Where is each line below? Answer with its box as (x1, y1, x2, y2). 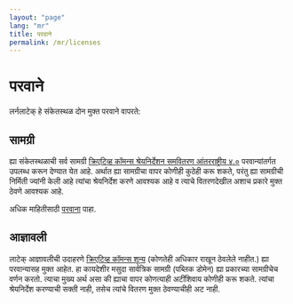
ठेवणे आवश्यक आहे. (9, 186, 65, 196)
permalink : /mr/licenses (9, 37, 101, 47)
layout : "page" (9, 12, 66, 22)
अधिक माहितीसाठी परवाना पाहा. (9, 204, 97, 214)
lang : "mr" (9, 21, 50, 30)
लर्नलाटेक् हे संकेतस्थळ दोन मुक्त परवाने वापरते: (9, 106, 141, 116)
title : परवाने (9, 29, 52, 38)
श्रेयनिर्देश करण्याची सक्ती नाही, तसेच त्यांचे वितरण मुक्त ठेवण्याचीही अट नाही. (9, 284, 220, 294)
